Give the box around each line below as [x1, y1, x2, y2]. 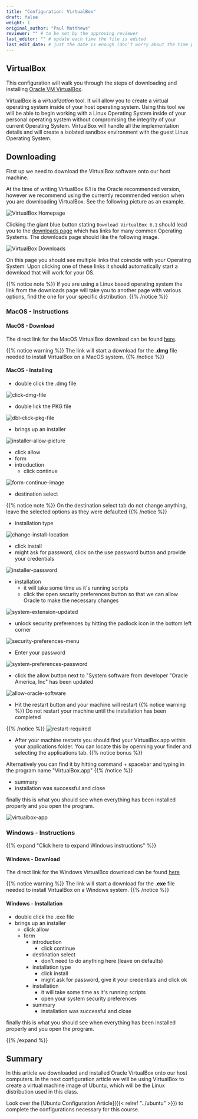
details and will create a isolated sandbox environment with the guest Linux [6, 128, 189, 135]
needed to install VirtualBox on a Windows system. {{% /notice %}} [6, 887, 170, 894]
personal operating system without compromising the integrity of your [6, 116, 176, 123]
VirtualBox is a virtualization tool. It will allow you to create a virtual [6, 97, 169, 104]
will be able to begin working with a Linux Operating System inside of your [6, 109, 187, 117]
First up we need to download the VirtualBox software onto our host [6, 167, 171, 174]
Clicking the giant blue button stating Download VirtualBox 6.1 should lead [6, 221, 187, 228]
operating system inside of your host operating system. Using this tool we [6, 103, 186, 110]
